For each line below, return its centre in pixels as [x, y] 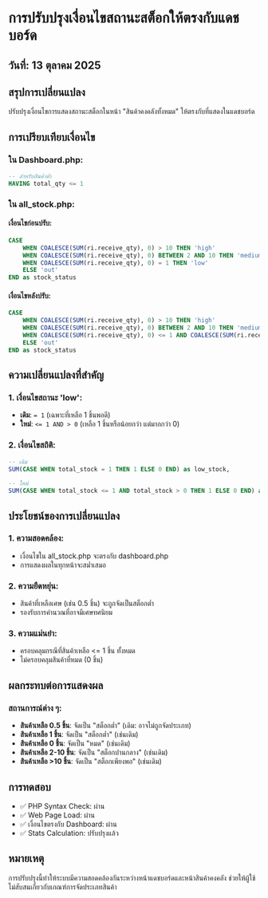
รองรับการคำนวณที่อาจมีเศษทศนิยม [66, 612]
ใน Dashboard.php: [46, 160]
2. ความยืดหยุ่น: [33, 585]
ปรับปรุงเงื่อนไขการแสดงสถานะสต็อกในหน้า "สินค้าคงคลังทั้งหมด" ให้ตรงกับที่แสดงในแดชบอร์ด [132, 112]
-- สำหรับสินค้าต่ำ [30, 176]
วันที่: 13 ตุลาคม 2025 [55, 65]
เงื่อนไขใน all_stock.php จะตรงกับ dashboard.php [94, 556]
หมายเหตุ [26, 859]
